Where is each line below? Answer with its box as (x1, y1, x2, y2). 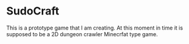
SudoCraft (6, 4, 60, 18)
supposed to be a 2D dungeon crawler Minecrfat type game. (6, 30, 158, 37)
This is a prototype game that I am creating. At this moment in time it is (6, 24, 184, 31)
